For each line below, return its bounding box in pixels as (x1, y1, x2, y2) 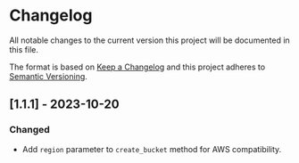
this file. (9, 44, 38, 54)
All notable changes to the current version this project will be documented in (9, 35, 290, 45)
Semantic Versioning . (9, 70, 87, 81)
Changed (9, 124, 51, 136)
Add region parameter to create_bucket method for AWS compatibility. (21, 143, 282, 154)
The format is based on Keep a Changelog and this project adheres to (9, 61, 266, 72)
